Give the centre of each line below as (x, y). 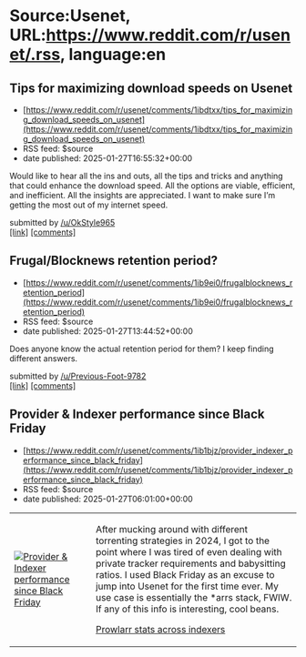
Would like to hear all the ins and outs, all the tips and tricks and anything (147, 176)
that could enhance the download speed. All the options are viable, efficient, (153, 186)
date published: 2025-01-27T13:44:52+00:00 (107, 331)
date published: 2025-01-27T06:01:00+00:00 (107, 499)
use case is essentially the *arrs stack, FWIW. (194, 597)
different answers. (44, 358)
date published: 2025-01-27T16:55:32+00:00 (107, 158)
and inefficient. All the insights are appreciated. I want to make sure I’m (143, 195)
